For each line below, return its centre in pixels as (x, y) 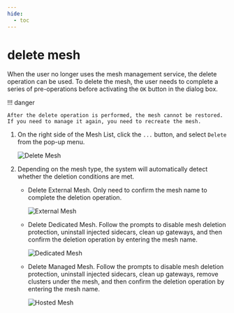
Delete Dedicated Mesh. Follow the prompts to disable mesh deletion (127, 225)
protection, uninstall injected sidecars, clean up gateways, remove (123, 274)
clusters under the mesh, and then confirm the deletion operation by (126, 281)
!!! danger (21, 103)
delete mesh (44, 55)
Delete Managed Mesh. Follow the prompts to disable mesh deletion (126, 267)
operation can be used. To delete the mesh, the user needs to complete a (113, 82)
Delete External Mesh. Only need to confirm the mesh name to (117, 190)
